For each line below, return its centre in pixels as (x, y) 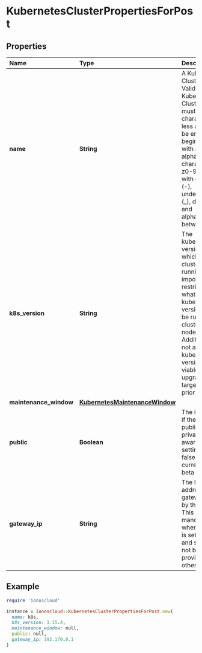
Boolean (91, 442)
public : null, (29, 634)
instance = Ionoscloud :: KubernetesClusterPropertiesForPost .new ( (90, 611)
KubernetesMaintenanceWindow (127, 402)
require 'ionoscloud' (33, 600)
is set (189, 535)
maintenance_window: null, (45, 628)
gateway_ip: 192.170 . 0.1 (43, 640)
